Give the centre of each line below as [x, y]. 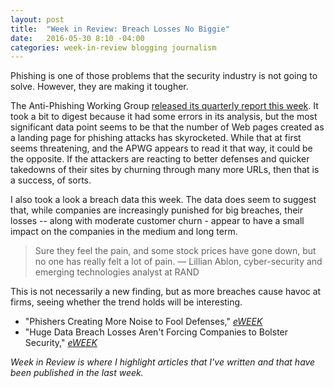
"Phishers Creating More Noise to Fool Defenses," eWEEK [143, 322]
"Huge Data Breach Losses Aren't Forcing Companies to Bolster [156, 332]
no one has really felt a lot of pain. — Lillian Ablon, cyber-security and [178, 262]
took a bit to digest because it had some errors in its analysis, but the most [164, 117]
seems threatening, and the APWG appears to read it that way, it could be [161, 148]
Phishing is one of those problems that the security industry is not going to [164, 76]
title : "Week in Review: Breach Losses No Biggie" [120, 29]
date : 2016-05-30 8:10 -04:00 [77, 38]
